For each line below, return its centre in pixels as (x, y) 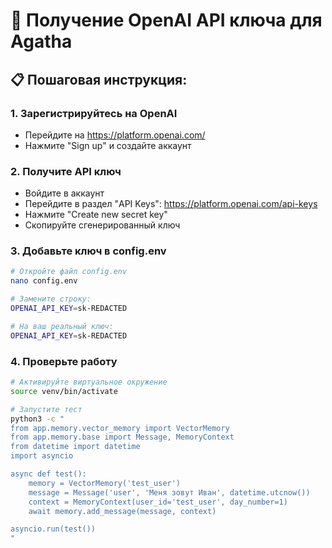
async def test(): (48, 474)
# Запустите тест (46, 409)
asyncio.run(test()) (53, 529)
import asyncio (42, 456)
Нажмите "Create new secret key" (96, 215)
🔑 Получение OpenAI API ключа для (166, 20)
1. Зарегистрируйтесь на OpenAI (94, 113)
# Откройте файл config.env (69, 272)
